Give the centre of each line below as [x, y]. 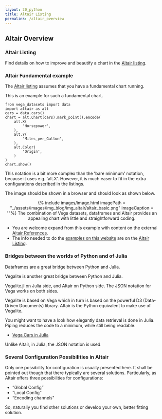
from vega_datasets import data [38, 105]
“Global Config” [28, 387]
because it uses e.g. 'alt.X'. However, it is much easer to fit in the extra [76, 179]
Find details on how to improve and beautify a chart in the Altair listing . [76, 63]
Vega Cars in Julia [30, 335]
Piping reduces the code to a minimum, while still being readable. [70, 325]
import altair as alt [27, 109]
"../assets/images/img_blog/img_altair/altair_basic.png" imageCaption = [82, 208]
